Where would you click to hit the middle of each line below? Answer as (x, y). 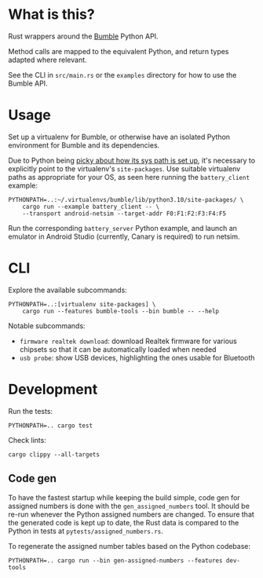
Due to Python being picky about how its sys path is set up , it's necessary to (132, 160)
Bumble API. (28, 83)
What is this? (52, 15)
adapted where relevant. (48, 60)
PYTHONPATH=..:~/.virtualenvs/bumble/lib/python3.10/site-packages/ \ (126, 199)
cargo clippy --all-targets (54, 454)
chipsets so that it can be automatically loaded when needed (118, 349)
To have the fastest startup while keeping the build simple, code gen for (124, 497)
